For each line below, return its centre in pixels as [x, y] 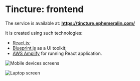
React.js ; [22, 43]
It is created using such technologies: [44, 33]
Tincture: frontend [44, 9]
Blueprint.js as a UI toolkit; [39, 48]
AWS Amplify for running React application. [57, 53]
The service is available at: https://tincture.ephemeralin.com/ [70, 23]
